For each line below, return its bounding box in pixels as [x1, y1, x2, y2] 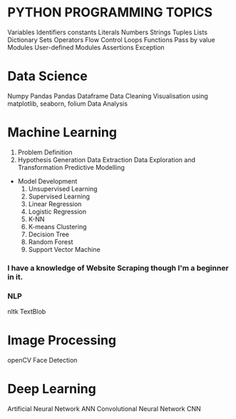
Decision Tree [28, 230, 70, 238]
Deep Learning [7, 381, 96, 397]
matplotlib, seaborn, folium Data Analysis [7, 99, 128, 108]
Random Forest [28, 237, 73, 246]
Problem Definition [17, 148, 73, 156]
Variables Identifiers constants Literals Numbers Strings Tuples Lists [7, 28, 208, 36]
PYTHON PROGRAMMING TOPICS [7, 4, 212, 21]
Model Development [17, 176, 78, 186]
